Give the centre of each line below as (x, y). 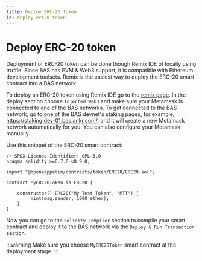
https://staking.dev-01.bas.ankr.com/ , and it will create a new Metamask (96, 121)
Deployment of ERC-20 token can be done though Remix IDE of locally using (101, 64)
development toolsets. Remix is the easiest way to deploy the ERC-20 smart (100, 77)
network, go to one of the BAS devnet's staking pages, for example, (90, 114)
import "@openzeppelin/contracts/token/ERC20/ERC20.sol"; (80, 172)
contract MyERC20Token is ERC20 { (50, 183)
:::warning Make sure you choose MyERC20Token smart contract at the (91, 245)
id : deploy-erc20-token (36, 18)
